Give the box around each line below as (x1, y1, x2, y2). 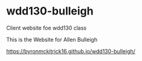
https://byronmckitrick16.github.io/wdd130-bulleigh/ (6, 47, 136, 55)
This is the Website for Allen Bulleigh (6, 36, 98, 43)
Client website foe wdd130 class (6, 24, 86, 31)
